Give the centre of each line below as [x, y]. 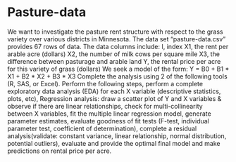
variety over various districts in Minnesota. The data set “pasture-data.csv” [117, 39]
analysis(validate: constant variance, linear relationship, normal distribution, [117, 136]
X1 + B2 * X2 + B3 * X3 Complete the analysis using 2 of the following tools [117, 76]
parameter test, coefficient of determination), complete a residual [102, 128]
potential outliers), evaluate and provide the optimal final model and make [114, 143]
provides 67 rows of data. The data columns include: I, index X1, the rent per [118, 46]
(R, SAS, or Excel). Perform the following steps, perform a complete [105, 83]
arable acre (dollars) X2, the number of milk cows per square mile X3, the [114, 54]
